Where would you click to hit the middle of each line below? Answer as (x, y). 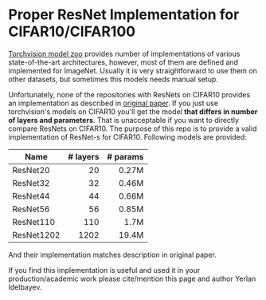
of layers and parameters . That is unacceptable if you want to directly (123, 120)
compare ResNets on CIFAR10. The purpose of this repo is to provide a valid (133, 128)
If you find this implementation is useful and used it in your (104, 270)
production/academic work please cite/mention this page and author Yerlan (132, 278)
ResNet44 (31, 195)
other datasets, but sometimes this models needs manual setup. (113, 79)
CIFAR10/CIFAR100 (72, 32)
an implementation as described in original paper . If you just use (113, 103)
